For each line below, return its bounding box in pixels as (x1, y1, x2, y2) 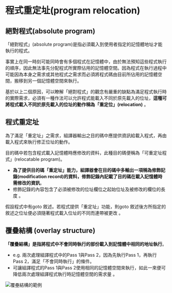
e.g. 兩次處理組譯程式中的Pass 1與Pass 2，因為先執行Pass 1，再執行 (12, 252, 157, 258)
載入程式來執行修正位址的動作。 (5, 139, 73, 145)
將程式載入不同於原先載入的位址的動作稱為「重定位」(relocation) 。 (5, 101, 149, 108)
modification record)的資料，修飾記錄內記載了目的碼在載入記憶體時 (19, 173, 163, 179)
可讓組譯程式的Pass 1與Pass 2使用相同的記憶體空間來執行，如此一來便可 (12, 264, 166, 270)
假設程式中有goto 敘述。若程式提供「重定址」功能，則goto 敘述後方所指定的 (5, 203, 166, 210)
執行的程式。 (5, 48, 32, 54)
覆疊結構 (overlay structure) (5, 226, 96, 235)
